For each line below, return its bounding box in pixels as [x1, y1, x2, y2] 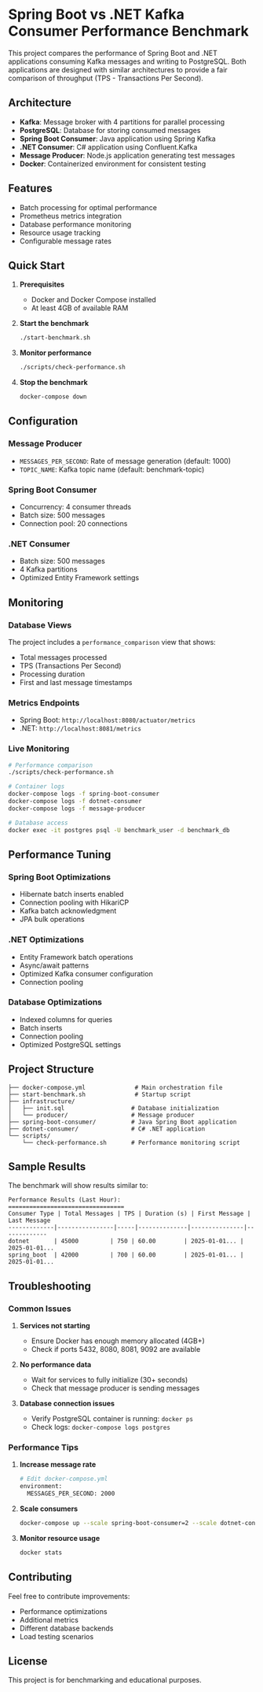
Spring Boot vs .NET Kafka [8, 6, 184, 24]
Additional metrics [19, 1615, 79, 1624]
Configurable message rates [19, 236, 112, 246]
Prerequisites [19, 280, 65, 289]
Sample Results [8, 1160, 86, 1174]
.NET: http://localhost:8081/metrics [19, 724, 141, 733]
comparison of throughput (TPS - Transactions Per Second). [8, 73, 204, 83]
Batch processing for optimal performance [19, 202, 157, 212]
